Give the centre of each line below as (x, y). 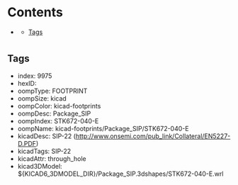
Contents (35, 12)
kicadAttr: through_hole (52, 158)
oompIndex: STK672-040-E (58, 120)
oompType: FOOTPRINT (52, 91)
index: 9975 (35, 76)
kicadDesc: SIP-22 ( (47, 136)
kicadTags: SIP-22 (44, 151)
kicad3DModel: (40, 166)
